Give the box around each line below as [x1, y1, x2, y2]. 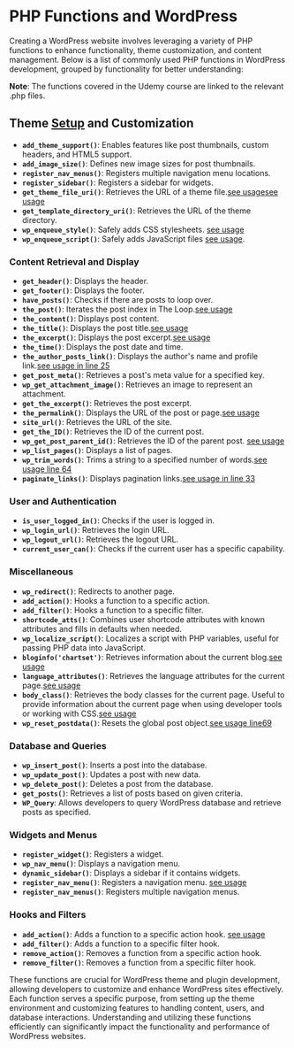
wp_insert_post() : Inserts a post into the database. [21, 759, 207, 770]
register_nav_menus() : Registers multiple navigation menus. [21, 887, 240, 898]
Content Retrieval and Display [9, 255, 139, 267]
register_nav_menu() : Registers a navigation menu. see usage [21, 877, 247, 888]
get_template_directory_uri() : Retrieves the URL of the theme [21, 205, 252, 216]
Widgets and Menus [9, 828, 98, 841]
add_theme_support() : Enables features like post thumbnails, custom [21, 139, 269, 150]
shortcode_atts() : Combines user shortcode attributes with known [21, 613, 266, 625]
